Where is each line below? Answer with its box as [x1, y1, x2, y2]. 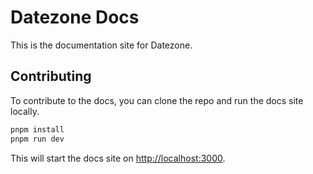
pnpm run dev [10, 134, 65, 144]
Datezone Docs [10, 6, 140, 29]
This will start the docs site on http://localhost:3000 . [10, 152, 226, 164]
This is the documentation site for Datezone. [10, 39, 193, 51]
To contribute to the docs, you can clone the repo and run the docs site [10, 94, 304, 106]
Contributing [10, 68, 92, 85]
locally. [10, 105, 40, 117]
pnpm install [10, 124, 65, 135]
